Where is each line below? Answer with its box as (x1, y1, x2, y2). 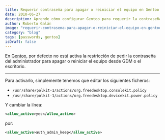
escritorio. (5, 63, 26, 69)
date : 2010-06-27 (5, 12, 41, 17)
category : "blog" (5, 30, 41, 35)
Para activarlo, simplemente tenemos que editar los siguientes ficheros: (5, 77, 150, 83)
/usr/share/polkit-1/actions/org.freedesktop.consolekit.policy (12, 88, 147, 93)
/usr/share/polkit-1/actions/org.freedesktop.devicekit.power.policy (12, 93, 158, 98)
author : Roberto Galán (5, 21, 52, 26)
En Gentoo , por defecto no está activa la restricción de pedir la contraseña (5, 53, 156, 59)
